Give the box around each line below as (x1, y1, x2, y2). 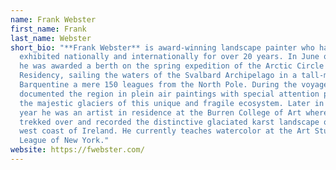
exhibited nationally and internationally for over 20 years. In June (19, 52, 320, 62)
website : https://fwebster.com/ (10, 145, 145, 155)
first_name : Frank (10, 24, 87, 34)
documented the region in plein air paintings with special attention (19, 89, 320, 99)
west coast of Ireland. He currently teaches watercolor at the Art (19, 126, 311, 136)
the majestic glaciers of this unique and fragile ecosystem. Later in (19, 98, 325, 108)
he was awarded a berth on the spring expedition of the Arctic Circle (19, 61, 325, 71)
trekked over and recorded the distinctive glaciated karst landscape (19, 117, 320, 127)
